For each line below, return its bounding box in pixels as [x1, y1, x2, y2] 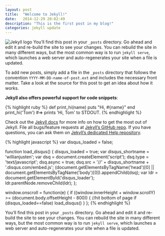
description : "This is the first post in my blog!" [5, 21, 114, 26]
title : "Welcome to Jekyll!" [5, 12, 68, 17]
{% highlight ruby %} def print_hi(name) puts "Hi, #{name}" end [5, 104, 135, 110]
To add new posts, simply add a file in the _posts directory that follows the [5, 69, 157, 75]
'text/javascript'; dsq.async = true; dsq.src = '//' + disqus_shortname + [5, 159, 149, 165]
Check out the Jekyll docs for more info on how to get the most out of [5, 119, 147, 125]
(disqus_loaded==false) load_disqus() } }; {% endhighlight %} [5, 200, 131, 206]
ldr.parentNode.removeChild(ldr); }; [5, 180, 77, 186]
